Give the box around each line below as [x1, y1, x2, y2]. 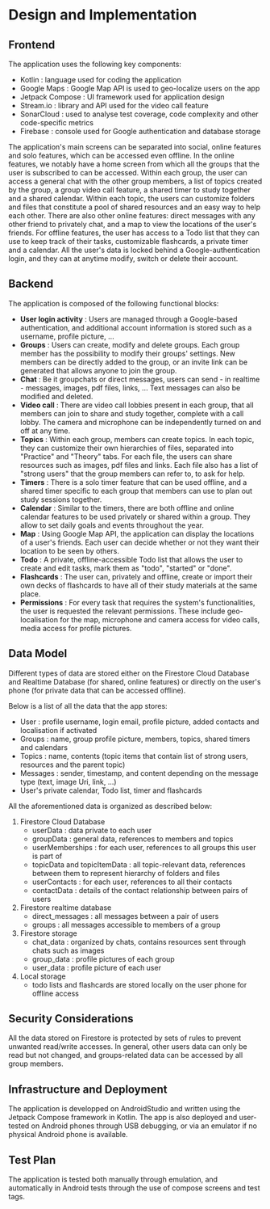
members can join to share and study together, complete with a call [19, 408, 244, 418]
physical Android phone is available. [8, 1130, 128, 1139]
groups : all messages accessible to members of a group [31, 920, 221, 929]
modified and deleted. [19, 391, 93, 401]
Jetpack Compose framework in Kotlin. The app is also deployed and [8, 1113, 238, 1123]
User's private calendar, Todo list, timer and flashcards [19, 786, 203, 795]
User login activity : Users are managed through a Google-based [19, 314, 238, 324]
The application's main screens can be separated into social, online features [8, 142, 262, 151]
